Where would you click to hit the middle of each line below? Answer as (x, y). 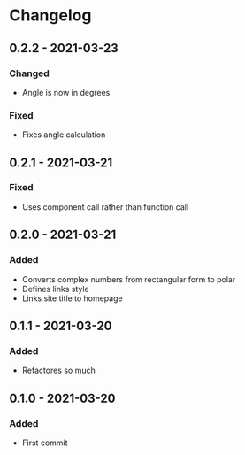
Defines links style (56, 289)
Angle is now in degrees (66, 92)
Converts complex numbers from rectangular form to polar (129, 279)
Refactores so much (58, 370)
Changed (30, 73)
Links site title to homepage (72, 298)
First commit (45, 443)
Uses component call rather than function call (105, 207)
